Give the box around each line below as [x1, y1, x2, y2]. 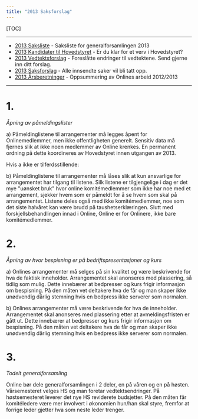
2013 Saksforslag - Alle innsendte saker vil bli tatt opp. [14, 67, 147, 74]
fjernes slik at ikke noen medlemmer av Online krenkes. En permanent [6, 143, 176, 150]
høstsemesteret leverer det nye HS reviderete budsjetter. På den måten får [6, 394, 187, 401]
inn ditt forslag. [14, 60, 52, 68]
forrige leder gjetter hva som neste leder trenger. [6, 406, 125, 414]
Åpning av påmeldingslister [6, 119, 73, 126]
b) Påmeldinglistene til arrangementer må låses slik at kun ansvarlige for [6, 172, 181, 179]
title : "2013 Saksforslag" [6, 8, 72, 15]
